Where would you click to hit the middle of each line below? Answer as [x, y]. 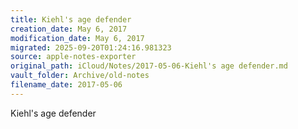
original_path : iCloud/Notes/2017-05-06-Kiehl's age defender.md [149, 66]
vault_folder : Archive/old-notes [80, 76]
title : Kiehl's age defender [71, 19]
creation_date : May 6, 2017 [69, 29]
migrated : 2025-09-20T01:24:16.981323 [91, 47]
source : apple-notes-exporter [73, 57]
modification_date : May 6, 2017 [77, 38]
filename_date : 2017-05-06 [66, 85]
